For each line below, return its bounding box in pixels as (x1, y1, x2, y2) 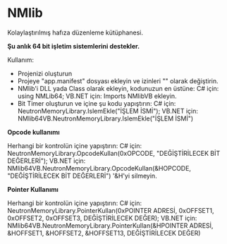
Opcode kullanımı (7, 128, 60, 136)
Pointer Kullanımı (7, 185, 59, 193)
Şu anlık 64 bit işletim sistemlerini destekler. (7, 42, 140, 50)
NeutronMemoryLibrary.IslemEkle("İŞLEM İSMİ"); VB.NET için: (17, 106, 199, 115)
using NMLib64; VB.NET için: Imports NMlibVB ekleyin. (17, 92, 177, 100)
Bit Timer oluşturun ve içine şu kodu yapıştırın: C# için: (17, 99, 176, 107)
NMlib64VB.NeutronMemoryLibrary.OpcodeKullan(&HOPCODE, (7, 164, 192, 172)
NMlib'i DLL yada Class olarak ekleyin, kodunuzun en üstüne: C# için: (17, 84, 219, 92)
